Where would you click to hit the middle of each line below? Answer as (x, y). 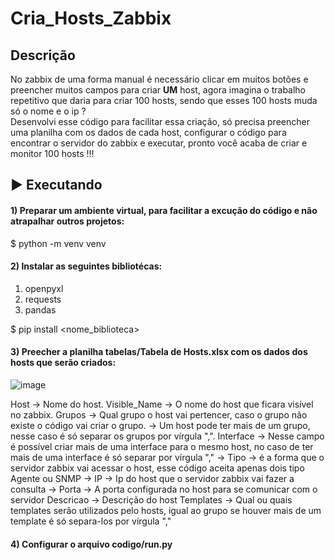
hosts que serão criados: (63, 363)
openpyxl (44, 288)
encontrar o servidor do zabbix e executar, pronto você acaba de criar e (159, 143)
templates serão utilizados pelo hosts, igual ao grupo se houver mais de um (166, 510)
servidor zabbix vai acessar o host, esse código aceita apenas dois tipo (157, 468)
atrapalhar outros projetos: (67, 221)
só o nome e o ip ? (48, 111)
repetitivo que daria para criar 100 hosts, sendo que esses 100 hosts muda (164, 100)
